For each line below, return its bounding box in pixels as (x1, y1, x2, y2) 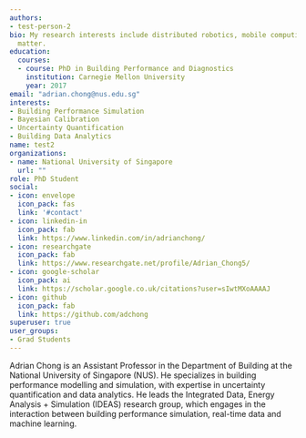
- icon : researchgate (9, 242, 92, 251)
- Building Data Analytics (9, 132, 112, 141)
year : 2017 (25, 81, 67, 90)
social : (9, 183, 39, 192)
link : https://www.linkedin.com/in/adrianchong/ (17, 233, 206, 242)
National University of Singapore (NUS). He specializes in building (9, 370, 257, 381)
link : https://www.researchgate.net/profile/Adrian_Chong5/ (17, 259, 250, 269)
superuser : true (9, 318, 71, 328)
